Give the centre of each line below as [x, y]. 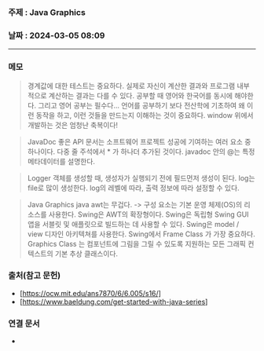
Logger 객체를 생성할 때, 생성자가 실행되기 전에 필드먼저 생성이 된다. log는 [141, 177]
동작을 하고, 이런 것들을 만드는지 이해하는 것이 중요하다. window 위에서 [145, 115]
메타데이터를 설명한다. [61, 161]
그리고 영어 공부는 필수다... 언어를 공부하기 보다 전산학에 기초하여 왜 [141, 105]
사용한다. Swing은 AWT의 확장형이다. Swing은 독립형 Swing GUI [148, 214]
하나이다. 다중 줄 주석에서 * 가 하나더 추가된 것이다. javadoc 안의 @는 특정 [141, 152]
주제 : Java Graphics [47, 12]
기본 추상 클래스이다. [86, 254]
